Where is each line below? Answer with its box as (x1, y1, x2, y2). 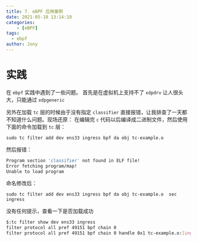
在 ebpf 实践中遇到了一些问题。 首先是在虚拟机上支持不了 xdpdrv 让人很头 (6, 88, 184, 96)
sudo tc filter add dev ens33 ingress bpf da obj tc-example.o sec (6, 192, 177, 197)
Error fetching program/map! (6, 163, 77, 169)
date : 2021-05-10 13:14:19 (6, 14, 72, 20)
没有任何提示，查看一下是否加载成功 (6, 207, 94, 214)
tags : (6, 30, 19, 36)
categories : (6, 19, 35, 25)
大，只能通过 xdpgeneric (6, 96, 65, 103)
